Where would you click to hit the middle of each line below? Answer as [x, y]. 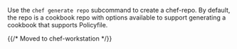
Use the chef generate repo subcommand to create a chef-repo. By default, [119, 10]
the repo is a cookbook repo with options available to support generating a [117, 17]
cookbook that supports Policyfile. [58, 25]
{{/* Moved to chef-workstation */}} [60, 38]
